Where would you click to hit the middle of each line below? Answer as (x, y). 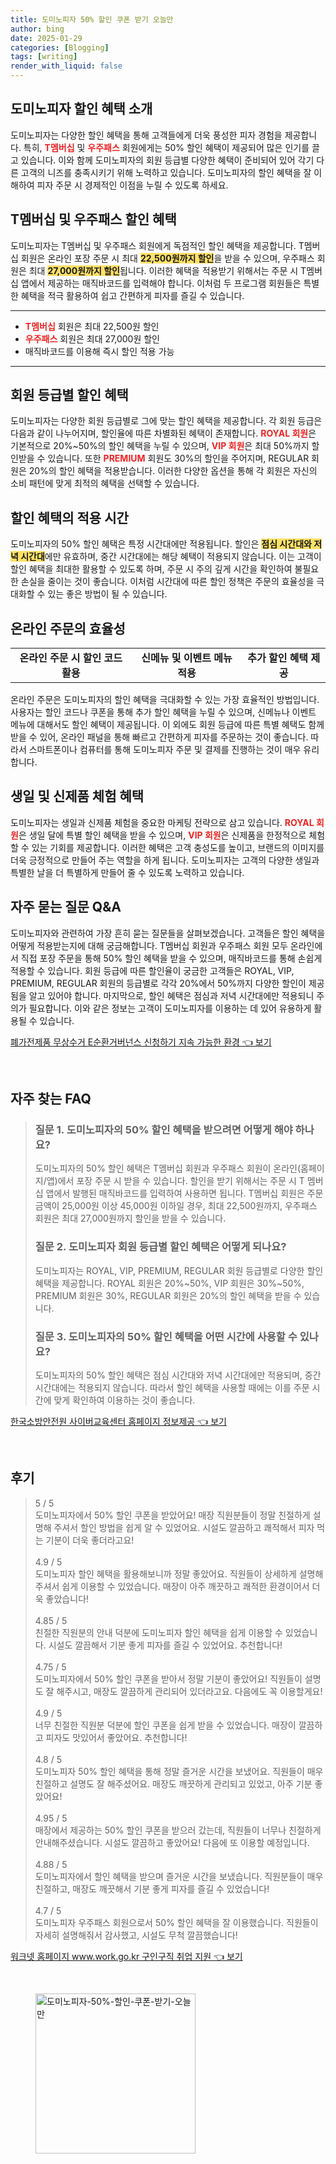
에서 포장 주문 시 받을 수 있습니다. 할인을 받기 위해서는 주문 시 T (181, 1181)
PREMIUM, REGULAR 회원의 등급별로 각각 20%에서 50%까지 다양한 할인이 (158, 983)
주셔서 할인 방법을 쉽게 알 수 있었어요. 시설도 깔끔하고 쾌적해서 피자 (184, 1527)
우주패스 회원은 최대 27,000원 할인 (92, 338)
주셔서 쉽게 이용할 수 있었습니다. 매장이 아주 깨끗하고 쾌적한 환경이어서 (172, 1586)
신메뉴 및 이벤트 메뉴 (187, 658)
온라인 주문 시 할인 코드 (71, 658)
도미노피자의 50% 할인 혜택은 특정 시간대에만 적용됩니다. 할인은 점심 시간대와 (161, 544)
